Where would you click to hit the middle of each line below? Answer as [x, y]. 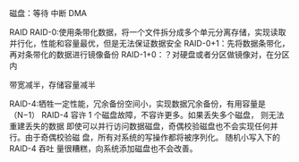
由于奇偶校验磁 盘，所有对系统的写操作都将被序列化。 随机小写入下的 [152, 137]
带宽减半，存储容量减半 [52, 85]
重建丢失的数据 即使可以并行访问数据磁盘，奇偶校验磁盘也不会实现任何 [140, 126]
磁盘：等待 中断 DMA [48, 13]
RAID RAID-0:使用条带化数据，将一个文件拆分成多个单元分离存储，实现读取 [148, 32]
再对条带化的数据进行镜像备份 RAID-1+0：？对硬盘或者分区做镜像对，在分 [145, 55]
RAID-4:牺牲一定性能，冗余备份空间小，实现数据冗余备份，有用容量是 [138, 104]
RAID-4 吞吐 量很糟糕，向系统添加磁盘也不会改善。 [103, 149]
